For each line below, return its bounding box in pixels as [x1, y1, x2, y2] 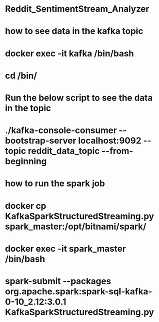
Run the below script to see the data [5, 92, 153, 103]
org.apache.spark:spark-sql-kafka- [5, 286, 153, 297]
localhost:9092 [78, 135, 142, 146]
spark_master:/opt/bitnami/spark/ [5, 221, 146, 232]
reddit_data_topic [28, 146, 100, 156]
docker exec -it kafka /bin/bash [5, 48, 134, 59]
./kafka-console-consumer [5, 125, 117, 136]
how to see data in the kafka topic [5, 26, 143, 37]
